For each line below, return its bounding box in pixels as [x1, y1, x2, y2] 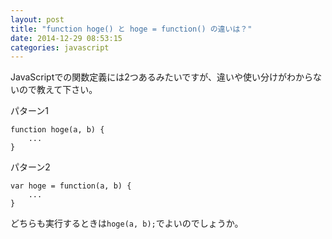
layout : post [10, 14, 65, 25]
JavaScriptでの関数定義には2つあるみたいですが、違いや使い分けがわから [10, 71, 314, 83]
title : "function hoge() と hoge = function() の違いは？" [10, 24, 253, 34]
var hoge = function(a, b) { [10, 181, 132, 191]
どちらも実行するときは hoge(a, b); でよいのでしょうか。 [10, 217, 244, 230]
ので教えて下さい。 [18, 84, 98, 96]
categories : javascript [10, 42, 110, 53]
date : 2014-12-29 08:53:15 [10, 33, 123, 43]
